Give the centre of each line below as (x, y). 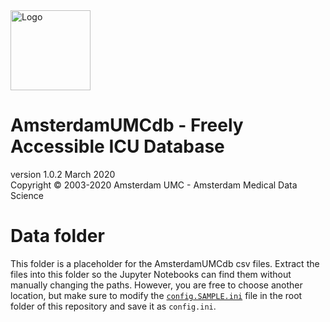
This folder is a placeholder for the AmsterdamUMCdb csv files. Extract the (165, 263)
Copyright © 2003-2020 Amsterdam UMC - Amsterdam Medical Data (154, 185)
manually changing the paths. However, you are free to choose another (156, 285)
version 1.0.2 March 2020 (63, 174)
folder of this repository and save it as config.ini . (113, 306)
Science (27, 195)
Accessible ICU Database (117, 146)
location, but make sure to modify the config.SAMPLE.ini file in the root (156, 295)
